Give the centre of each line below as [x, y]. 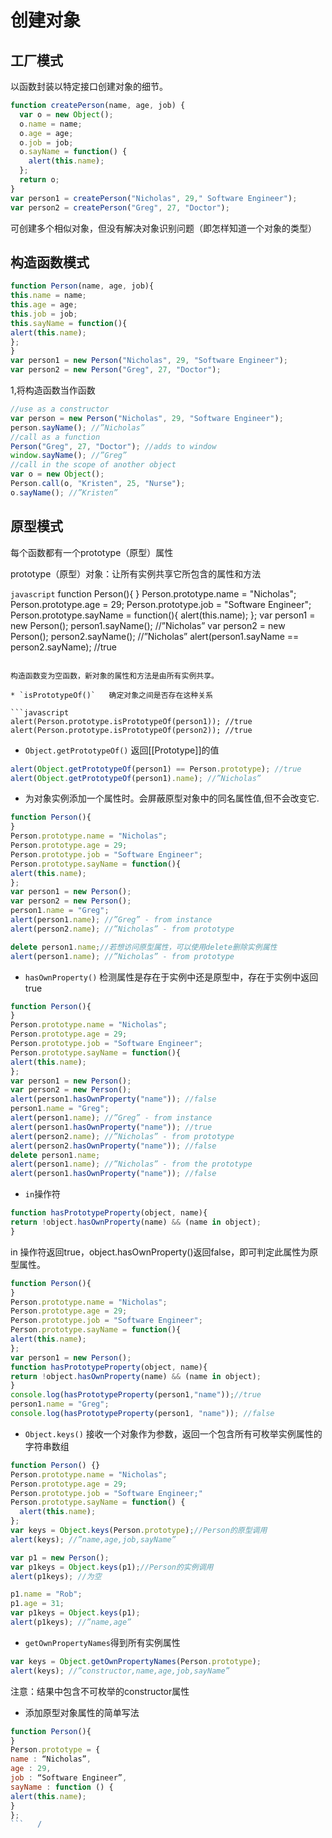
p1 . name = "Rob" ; [46, 1594]
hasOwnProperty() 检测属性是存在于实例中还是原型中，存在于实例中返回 [171, 977]
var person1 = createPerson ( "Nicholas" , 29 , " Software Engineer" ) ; [154, 198]
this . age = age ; [44, 305]
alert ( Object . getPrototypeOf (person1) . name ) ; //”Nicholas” [136, 778]
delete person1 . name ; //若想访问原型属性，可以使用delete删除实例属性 [144, 947]
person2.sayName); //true [63, 647]
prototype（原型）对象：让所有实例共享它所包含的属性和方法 [136, 573]
